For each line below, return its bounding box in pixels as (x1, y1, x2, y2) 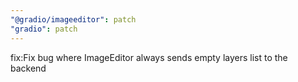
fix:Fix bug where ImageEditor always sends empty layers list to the (10, 51, 288, 63)
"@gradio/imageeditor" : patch (10, 14, 137, 25)
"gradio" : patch (10, 24, 78, 34)
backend (10, 62, 47, 74)
